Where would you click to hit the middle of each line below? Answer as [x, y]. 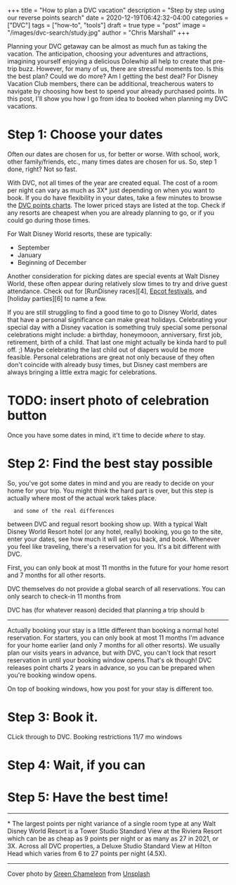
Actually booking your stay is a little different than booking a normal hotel [113, 630]
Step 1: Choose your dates [85, 135]
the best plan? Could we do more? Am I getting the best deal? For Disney [113, 76]
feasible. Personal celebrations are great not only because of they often [111, 357]
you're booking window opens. [52, 675]
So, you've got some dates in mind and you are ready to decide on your [111, 483]
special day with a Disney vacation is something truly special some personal [117, 327]
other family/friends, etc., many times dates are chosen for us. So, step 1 [112, 161]
